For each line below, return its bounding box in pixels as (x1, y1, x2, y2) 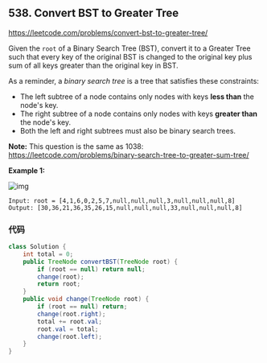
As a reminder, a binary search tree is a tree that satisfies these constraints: (8, 76, 260, 85)
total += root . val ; (37, 317, 103, 325)
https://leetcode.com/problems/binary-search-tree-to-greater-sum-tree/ (8, 150, 249, 159)
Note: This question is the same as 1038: (8, 141, 144, 151)
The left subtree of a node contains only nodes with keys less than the (19, 92, 255, 101)
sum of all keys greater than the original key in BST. (8, 60, 179, 70)
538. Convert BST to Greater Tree (8, 6, 179, 20)
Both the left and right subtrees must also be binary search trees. (19, 126, 236, 135)
